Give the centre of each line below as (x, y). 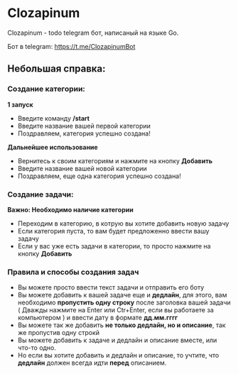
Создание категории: (46, 89)
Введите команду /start (54, 118)
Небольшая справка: (56, 69)
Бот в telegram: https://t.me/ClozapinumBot (71, 46)
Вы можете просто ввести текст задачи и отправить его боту (111, 287)
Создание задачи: (40, 194)
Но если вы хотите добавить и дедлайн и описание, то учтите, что (118, 356)
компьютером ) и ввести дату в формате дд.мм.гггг (98, 318)
